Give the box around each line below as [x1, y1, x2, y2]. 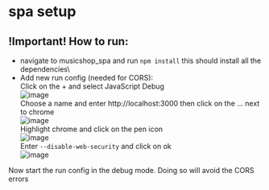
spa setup [8, 2, 77, 21]
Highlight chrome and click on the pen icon [19, 124, 163, 134]
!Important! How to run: [8, 35, 129, 48]
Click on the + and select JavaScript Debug [19, 81, 165, 91]
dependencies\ [19, 64, 70, 74]
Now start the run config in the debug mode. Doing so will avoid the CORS [8, 166, 255, 175]
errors [8, 174, 29, 184]
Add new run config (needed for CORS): [19, 73, 154, 82]
